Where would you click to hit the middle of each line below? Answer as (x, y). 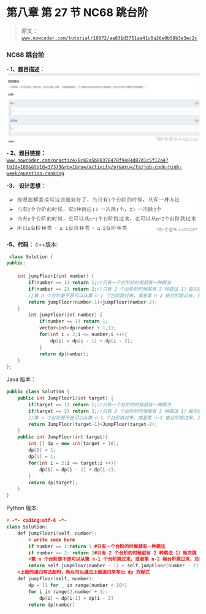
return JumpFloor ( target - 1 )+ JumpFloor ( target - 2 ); (93, 424)
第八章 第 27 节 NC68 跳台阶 (77, 13)
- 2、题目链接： (26, 153)
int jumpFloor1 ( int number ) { (56, 276)
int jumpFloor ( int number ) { (66, 315)
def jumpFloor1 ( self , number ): (57, 533)
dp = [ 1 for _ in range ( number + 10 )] (78, 585)
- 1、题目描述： (25, 69)
